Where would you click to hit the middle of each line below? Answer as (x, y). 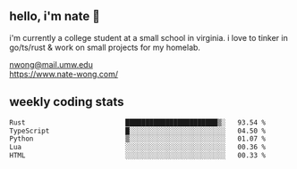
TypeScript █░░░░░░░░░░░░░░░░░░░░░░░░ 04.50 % (138, 131)
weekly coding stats (67, 102)
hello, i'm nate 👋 (55, 16)
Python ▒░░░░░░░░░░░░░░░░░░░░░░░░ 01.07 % (138, 139)
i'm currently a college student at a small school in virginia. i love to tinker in (148, 37)
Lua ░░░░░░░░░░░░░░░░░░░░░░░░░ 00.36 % (138, 148)
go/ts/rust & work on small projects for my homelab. (105, 47)
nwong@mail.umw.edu (51, 64)
